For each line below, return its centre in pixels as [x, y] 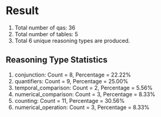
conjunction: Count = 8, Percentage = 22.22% [73, 75]
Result [22, 11]
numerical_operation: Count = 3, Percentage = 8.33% [82, 107]
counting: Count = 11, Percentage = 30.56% [69, 100]
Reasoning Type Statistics [57, 60]
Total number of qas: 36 [45, 28]
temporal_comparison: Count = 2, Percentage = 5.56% [84, 88]
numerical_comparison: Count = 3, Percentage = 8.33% [85, 94]
